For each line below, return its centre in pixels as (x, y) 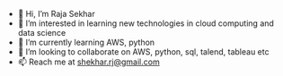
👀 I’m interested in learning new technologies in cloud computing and (146, 23)
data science (42, 33)
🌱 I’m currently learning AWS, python (86, 42)
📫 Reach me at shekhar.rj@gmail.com (88, 62)
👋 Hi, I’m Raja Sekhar (57, 14)
